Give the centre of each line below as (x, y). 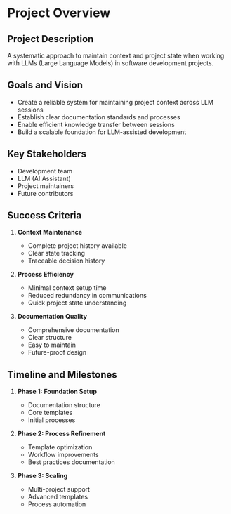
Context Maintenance (50, 232)
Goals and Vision (45, 85)
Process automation (57, 504)
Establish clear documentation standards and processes (99, 117)
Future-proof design (57, 352)
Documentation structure (64, 405)
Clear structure (50, 338)
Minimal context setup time (67, 288)
